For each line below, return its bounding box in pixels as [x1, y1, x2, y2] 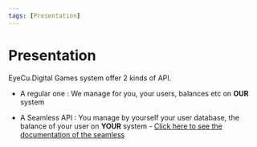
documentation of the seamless [19, 129, 125, 139]
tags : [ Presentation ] [8, 11, 81, 20]
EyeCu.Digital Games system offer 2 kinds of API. [8, 73, 172, 83]
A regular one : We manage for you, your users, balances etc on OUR [19, 88, 249, 98]
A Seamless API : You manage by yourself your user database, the [19, 112, 239, 122]
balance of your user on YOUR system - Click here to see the [19, 121, 222, 131]
